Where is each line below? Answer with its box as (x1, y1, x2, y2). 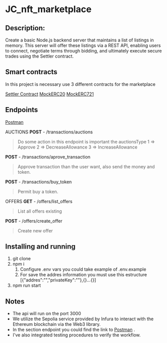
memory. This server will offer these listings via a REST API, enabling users (5, 42, 161, 48)
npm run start (12, 282, 41, 288)
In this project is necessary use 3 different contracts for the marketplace (5, 81, 155, 87)
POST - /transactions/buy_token (5, 178, 72, 185)
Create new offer (17, 227, 53, 233)
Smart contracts (5, 68, 58, 76)
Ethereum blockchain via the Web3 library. (12, 321, 101, 327)
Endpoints (5, 106, 38, 114)
